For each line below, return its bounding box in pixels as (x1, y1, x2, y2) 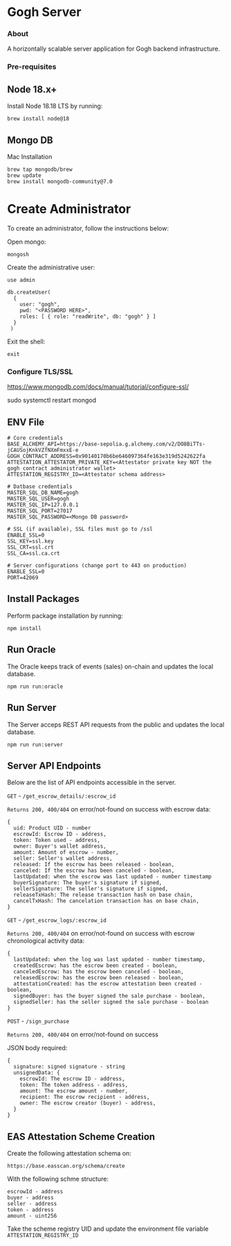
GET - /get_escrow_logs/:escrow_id (7, 916, 107, 924)
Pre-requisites (7, 62, 57, 71)
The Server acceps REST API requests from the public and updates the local (7, 720, 225, 729)
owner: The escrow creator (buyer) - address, (19, 1100, 156, 1107)
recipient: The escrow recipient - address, (19, 1094, 150, 1101)
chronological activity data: (7, 936, 85, 945)
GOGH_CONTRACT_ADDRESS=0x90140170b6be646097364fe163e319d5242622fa (7, 453, 206, 460)
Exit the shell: (7, 337, 46, 346)
